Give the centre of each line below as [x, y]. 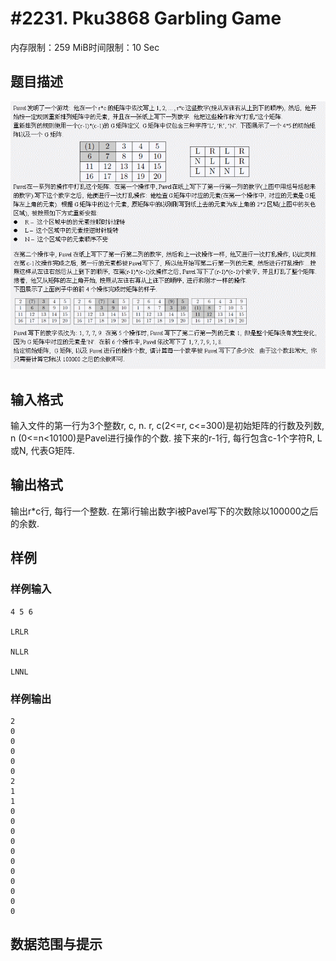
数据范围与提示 [56, 944]
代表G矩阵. [52, 451]
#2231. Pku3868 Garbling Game [146, 18]
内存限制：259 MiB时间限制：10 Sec [85, 47]
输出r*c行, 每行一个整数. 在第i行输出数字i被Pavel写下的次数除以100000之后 [164, 511]
